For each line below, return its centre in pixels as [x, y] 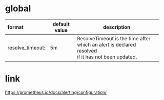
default [61, 24]
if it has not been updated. [107, 57]
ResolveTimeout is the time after [114, 38]
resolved [87, 50]
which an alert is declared [106, 45]
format [16, 27]
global [18, 9]
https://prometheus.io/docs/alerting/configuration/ [56, 92]
